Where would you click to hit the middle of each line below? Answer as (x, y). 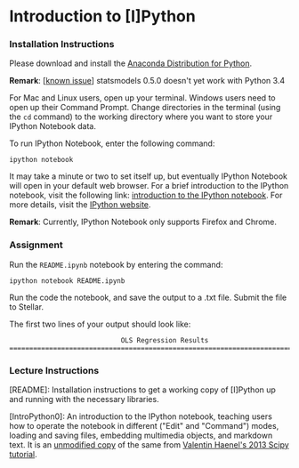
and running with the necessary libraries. (84, 399)
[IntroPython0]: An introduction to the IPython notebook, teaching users (141, 416)
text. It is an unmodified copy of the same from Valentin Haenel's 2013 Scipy (149, 445)
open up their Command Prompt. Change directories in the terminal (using (145, 108)
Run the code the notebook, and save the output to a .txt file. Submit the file (148, 297)
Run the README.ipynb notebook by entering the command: (116, 264)
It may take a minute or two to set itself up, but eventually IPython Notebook (148, 176)
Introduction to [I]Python (102, 16)
